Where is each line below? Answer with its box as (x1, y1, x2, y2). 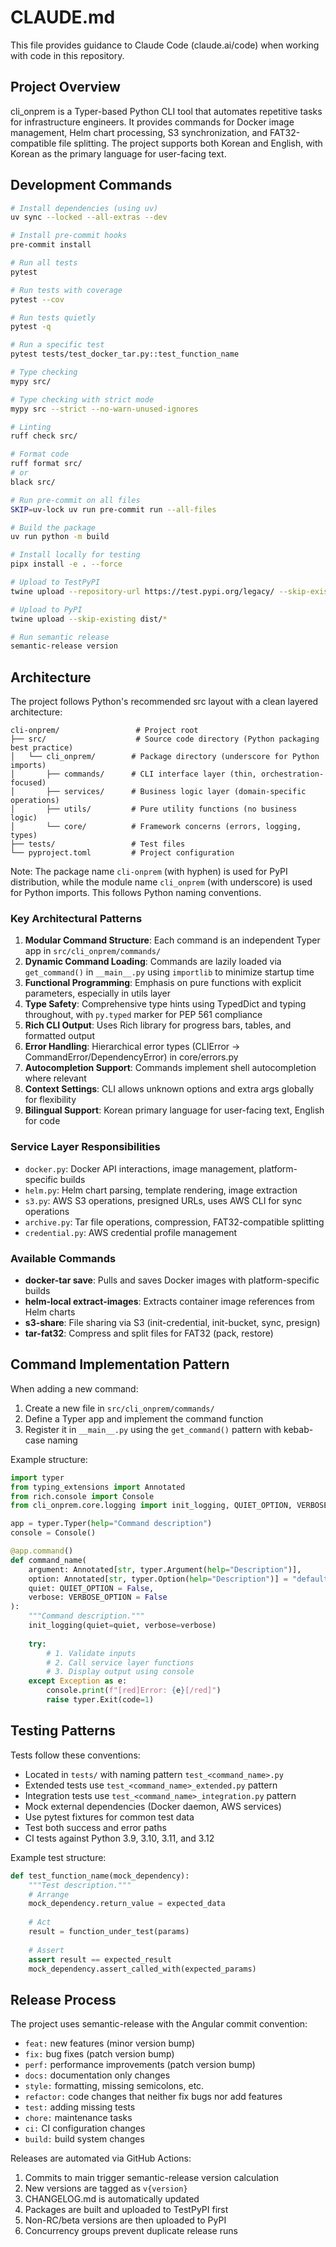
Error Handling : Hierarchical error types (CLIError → (24, 1041, 241, 1053)
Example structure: (10, 1453, 88, 1465)
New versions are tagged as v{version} (24, 2182, 188, 2195)
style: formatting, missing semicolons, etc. (24, 2080, 205, 2092)
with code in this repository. (10, 49, 125, 61)
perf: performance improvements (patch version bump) (24, 2059, 256, 2071)
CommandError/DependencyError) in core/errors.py (24, 1051, 239, 1063)
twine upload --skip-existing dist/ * (10, 614, 168, 624)
